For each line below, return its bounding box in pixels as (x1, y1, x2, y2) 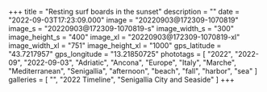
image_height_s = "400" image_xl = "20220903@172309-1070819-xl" (8, 32, 240, 42)
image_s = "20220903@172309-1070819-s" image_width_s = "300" (8, 24, 234, 33)
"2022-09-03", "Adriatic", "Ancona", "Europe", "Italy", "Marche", (23, 58, 236, 67)
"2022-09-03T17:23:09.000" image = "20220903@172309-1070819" (8, 15, 240, 25)
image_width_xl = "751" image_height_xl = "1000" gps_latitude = (8, 41, 222, 50)
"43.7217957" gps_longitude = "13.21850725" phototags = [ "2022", (8, 50, 234, 58)
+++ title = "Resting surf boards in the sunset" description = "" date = (8, 7, 240, 16)
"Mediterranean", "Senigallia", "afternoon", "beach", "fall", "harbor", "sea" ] (8, 66, 258, 75)
